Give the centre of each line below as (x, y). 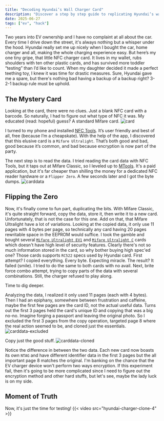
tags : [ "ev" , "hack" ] (27, 23)
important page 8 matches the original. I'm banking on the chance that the (80, 360)
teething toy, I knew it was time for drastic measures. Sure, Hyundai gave (79, 73)
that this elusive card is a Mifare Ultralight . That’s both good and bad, (77, 141)
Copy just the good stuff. (30, 341)
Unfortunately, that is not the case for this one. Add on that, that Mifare (76, 219)
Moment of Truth (31, 396)
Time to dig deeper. (25, 285)
